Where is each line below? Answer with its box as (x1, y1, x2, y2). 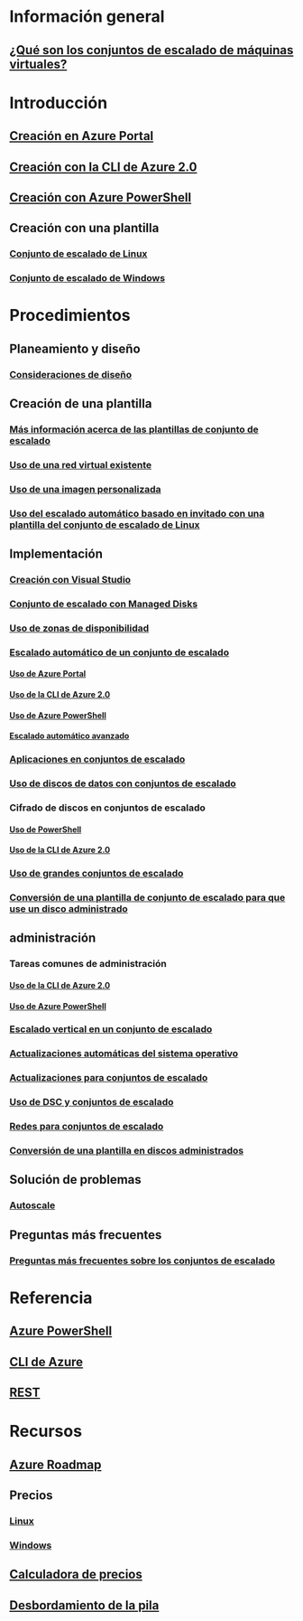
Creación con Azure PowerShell (9, 190, 192, 205)
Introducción (9, 92, 108, 113)
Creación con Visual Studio (9, 574, 132, 586)
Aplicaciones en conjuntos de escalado (9, 753, 186, 765)
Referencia (9, 1288, 93, 1307)
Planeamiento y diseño (9, 341, 142, 356)
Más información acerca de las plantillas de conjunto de (9, 423, 259, 436)
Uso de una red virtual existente (9, 458, 151, 471)
